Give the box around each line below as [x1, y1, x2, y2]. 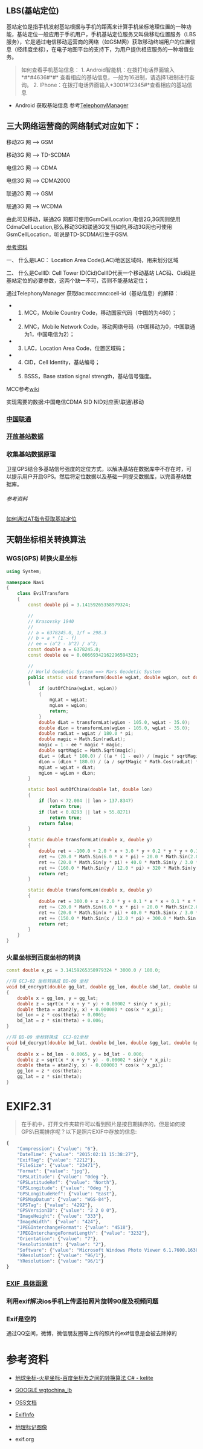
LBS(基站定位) [6, 5, 59, 16]
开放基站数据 [6, 432, 44, 441]
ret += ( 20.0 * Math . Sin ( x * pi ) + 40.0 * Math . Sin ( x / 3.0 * [38, 910, 199, 916]
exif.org [14, 1436, 34, 1443]
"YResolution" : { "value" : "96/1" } [17, 1258, 104, 1264]
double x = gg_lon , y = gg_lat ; [17, 995, 98, 1001]
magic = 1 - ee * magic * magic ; [38, 742, 123, 748]
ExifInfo [14, 1411, 34, 1418]
